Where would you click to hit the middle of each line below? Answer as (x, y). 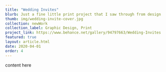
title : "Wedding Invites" (32, 10)
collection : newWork (27, 23)
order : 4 (14, 51)
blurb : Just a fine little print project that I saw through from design (83, 14)
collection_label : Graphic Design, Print (49, 28)
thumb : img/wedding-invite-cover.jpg (44, 19)
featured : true (21, 37)
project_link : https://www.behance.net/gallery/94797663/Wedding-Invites (83, 33)
